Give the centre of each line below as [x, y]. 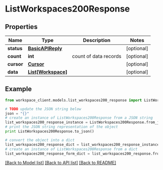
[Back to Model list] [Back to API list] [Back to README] [61, 163]
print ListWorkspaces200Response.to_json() [50, 131]
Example [18, 89]
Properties [21, 27]
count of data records [97, 56]
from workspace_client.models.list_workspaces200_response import [73, 100]
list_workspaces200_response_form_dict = [48, 154]
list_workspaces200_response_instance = [47, 122]
